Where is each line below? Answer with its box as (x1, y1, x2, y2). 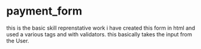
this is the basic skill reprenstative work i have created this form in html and (6, 24, 196, 31)
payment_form (6, 4, 82, 18)
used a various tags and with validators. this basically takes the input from (6, 30, 192, 38)
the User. (6, 37, 29, 44)
